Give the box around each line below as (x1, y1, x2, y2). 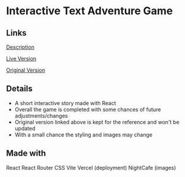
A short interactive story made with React (14, 99, 117, 106)
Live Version (6, 55, 37, 62)
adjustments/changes (14, 112, 68, 119)
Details (6, 84, 33, 94)
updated (14, 125, 36, 132)
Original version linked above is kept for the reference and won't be (14, 118, 180, 125)
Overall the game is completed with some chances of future (14, 106, 161, 113)
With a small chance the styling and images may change (14, 131, 153, 138)
